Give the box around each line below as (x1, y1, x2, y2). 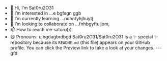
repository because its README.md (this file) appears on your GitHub (10, 39, 150, 45)
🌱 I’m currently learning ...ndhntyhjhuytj (10, 16, 93, 21)
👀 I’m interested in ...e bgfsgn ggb (10, 10, 81, 16)
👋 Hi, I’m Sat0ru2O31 (10, 5, 54, 11)
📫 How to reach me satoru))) (10, 27, 72, 32)
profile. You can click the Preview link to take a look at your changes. (10, 45, 155, 50)
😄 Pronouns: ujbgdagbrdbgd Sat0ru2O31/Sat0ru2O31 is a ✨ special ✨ (10, 34, 158, 40)
